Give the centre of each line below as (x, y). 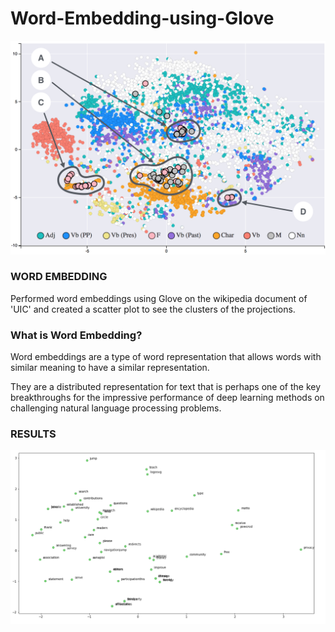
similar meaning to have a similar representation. (110, 368)
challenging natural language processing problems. (116, 408)
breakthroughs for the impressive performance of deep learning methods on (167, 398)
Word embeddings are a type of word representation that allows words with (166, 357)
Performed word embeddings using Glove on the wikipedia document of (159, 298)
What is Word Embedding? (76, 335)
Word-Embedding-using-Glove (142, 18)
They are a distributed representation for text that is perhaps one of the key (166, 387)
